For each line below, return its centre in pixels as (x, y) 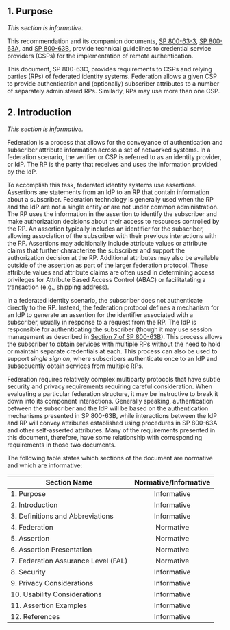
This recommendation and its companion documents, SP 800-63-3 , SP (107, 41)
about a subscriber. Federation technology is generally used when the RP (111, 199)
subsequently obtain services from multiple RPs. (75, 366)
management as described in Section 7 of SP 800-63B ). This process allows (115, 336)
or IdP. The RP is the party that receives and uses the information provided (112, 164)
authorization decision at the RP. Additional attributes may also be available (113, 257)
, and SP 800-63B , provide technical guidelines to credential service (115, 48)
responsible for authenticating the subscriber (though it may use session (110, 329)
